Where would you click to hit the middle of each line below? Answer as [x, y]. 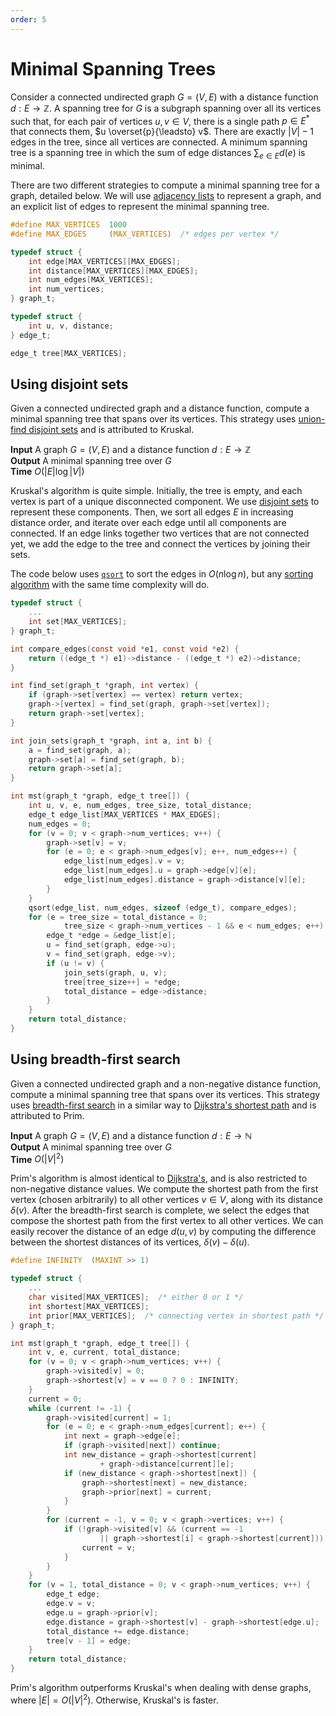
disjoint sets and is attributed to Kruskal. [111, 430]
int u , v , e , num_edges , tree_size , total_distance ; [140, 806]
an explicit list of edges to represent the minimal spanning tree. [140, 207]
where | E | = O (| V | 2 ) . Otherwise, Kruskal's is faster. [114, 1699]
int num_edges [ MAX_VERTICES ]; [91, 280]
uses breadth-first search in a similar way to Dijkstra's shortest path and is [163, 1105]
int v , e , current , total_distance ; [105, 1352]
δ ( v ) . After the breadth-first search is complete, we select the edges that [160, 1210]
